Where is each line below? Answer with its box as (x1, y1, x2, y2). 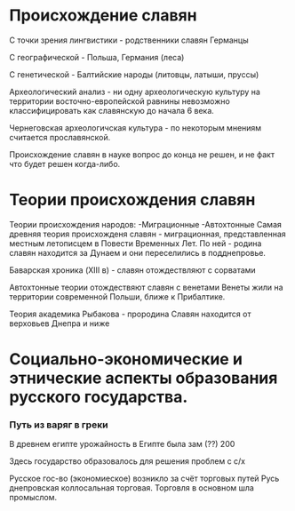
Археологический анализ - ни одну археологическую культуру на (9, 86, 260, 97)
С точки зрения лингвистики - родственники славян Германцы (9, 35, 249, 45)
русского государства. (9, 387, 188, 407)
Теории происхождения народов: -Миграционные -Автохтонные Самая (9, 219, 282, 229)
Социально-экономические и (9, 349, 243, 370)
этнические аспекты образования (9, 368, 278, 388)
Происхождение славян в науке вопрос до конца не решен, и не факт (9, 148, 275, 160)
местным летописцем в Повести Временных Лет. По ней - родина (9, 237, 262, 249)
